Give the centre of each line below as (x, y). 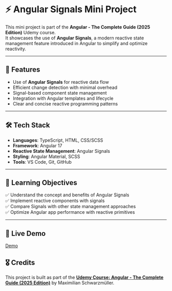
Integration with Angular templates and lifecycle (63, 98)
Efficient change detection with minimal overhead (65, 87)
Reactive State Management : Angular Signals (61, 151)
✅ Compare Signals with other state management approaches (71, 207)
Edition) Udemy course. (31, 32)
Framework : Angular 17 (37, 145)
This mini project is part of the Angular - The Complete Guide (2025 (78, 27)
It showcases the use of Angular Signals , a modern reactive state (75, 38)
